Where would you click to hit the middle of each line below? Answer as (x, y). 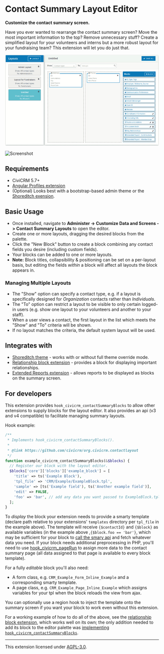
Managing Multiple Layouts (38, 283)
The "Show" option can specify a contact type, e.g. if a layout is (76, 294)
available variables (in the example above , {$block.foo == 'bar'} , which (78, 532)
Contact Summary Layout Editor (72, 9)
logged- (150, 304)
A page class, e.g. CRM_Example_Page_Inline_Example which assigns (80, 588)
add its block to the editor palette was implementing (57, 628)
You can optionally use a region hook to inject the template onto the (73, 603)
